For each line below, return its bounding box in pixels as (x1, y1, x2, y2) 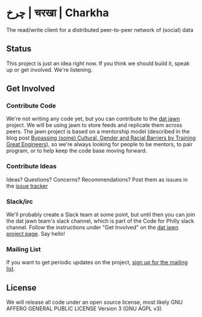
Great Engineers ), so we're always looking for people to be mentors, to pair (6, 141, 193, 148)
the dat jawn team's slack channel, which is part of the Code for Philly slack (6, 217, 195, 225)
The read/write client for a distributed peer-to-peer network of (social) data (6, 26, 194, 33)
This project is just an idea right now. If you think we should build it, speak (6, 60, 190, 67)
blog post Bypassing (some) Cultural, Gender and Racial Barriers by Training (6, 134, 196, 141)
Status (6, 44, 32, 54)
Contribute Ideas (6, 162, 57, 171)
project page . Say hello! (6, 230, 65, 238)
